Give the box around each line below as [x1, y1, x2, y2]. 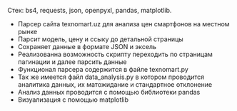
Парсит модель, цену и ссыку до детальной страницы [17, 35, 183, 43]
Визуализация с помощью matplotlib [17, 95, 129, 104]
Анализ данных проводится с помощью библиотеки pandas [17, 88, 201, 96]
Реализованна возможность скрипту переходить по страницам [17, 50, 213, 58]
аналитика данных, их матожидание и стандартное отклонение [17, 80, 213, 88]
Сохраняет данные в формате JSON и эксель [17, 43, 157, 51]
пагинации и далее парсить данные [17, 58, 127, 66]
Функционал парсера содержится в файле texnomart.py [17, 65, 189, 73]
